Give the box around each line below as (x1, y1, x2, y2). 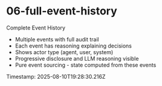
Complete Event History (6, 24, 65, 31)
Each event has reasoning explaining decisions (15, 42, 132, 49)
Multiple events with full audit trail (15, 35, 99, 43)
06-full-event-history (6, 4, 118, 18)
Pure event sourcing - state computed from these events (15, 61, 157, 69)
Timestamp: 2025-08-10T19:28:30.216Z (6, 73, 106, 80)
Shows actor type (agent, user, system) (15, 48, 114, 55)
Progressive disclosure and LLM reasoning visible (15, 55, 139, 62)
